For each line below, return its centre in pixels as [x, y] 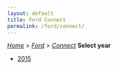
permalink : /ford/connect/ [46, 26]
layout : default [30, 13]
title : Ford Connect [37, 20]
